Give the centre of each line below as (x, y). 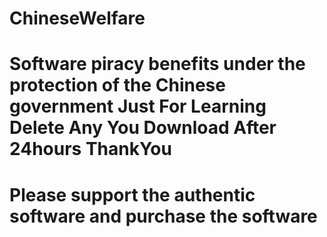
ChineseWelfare (77, 18)
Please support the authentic (132, 194)
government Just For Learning (138, 106)
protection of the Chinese (117, 85)
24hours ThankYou (90, 149)
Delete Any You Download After (143, 128)
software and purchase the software (163, 216)
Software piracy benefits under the (157, 64)
